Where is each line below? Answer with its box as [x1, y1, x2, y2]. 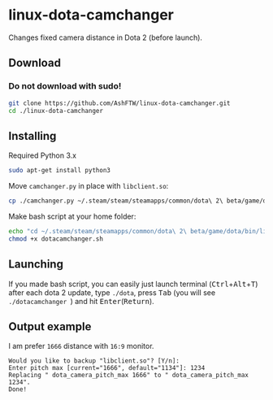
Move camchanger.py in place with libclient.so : [8, 181, 169, 191]
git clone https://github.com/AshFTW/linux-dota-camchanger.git [8, 99, 231, 107]
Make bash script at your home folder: [8, 211, 136, 221]
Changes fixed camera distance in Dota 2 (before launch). [8, 33, 203, 42]
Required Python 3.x [8, 150, 77, 160]
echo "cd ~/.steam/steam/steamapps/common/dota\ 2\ [8, 227, 187, 235]
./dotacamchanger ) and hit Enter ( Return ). [8, 296, 154, 306]
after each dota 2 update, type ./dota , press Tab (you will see [8, 287, 216, 298]
